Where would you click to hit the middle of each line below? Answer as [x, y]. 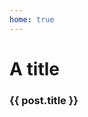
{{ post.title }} [44, 100]
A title [34, 68]
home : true [32, 19]
